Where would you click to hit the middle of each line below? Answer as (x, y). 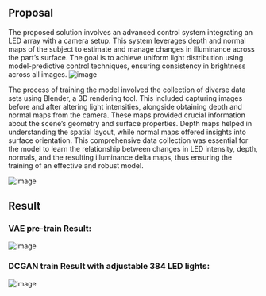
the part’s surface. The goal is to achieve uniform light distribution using (126, 57)
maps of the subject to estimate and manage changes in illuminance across (132, 49)
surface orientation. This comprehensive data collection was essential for (128, 140)
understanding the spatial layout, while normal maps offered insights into (127, 132)
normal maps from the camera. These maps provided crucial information (127, 115)
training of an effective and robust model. (76, 165)
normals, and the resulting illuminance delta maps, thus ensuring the (120, 157)
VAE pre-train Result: (50, 229)
